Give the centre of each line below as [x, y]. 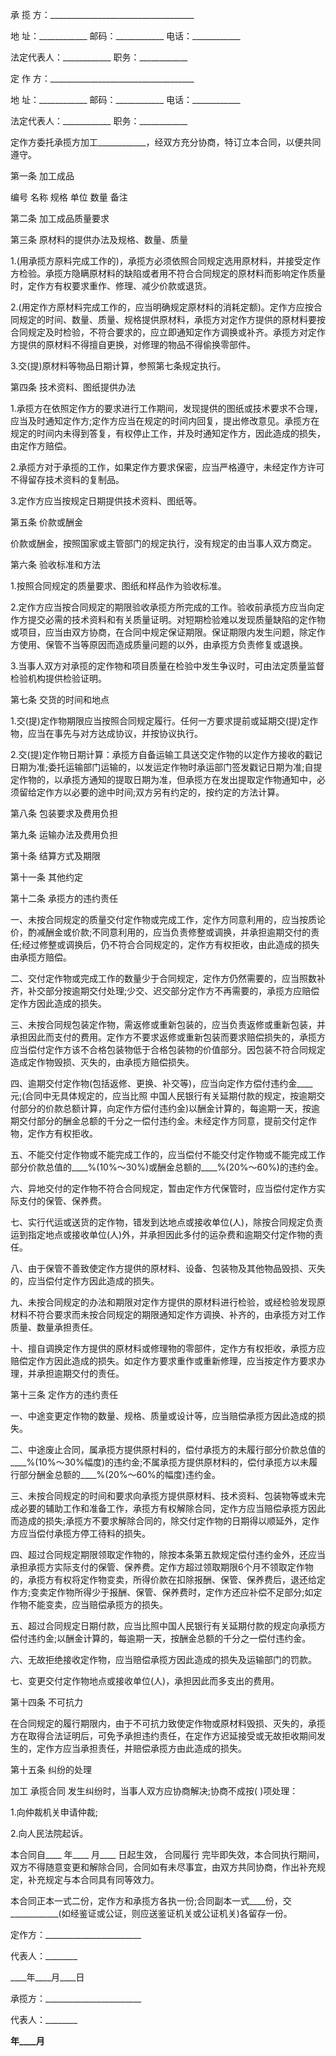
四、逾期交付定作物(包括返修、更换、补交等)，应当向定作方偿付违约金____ [161, 1083]
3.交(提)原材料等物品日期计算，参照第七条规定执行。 [118, 366]
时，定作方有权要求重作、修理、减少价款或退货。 [111, 286]
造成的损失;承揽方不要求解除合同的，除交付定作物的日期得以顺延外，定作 [169, 1521]
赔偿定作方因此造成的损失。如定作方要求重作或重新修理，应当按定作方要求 [163, 1361]
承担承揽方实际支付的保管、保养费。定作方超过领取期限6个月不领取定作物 [162, 1567]
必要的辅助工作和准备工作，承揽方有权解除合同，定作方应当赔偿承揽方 [163, 1508]
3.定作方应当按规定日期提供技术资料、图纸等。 [106, 501]
